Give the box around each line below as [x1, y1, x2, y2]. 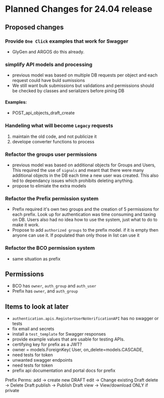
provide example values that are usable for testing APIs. [12, 336, 125, 342]
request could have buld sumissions [12, 78, 85, 83]
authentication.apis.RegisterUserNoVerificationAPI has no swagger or [12, 316, 159, 321]
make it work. [12, 222, 40, 228]
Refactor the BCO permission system [5, 244, 95, 251]
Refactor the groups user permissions [5, 151, 97, 158]
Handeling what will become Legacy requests [5, 122, 114, 129]
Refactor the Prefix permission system [5, 195, 99, 202]
